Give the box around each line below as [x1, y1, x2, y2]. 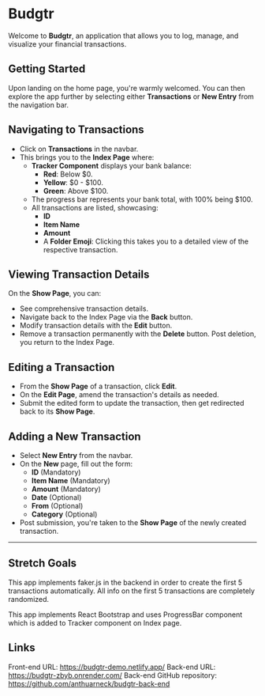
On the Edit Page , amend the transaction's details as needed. [19, 390, 219, 399]
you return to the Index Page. [19, 338, 115, 347]
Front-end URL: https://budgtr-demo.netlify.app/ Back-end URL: [8, 662, 216, 671]
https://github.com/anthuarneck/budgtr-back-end [8, 679, 170, 688]
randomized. [8, 594, 50, 603]
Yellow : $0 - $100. [43, 177, 104, 187]
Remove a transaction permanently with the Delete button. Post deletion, [19, 329, 256, 339]
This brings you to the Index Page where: [19, 152, 155, 162]
